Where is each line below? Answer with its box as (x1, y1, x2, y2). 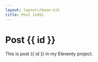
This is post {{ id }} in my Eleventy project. (5, 51, 93, 57)
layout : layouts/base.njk (5, 7, 60, 13)
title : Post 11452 (5, 12, 44, 17)
